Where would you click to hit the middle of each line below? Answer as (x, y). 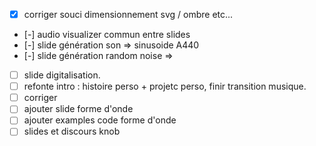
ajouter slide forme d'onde (78, 109)
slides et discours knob (72, 131)
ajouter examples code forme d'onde (100, 120)
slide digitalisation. (62, 75)
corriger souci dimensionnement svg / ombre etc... (128, 14)
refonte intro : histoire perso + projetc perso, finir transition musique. (165, 86)
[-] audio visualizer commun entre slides (107, 35)
